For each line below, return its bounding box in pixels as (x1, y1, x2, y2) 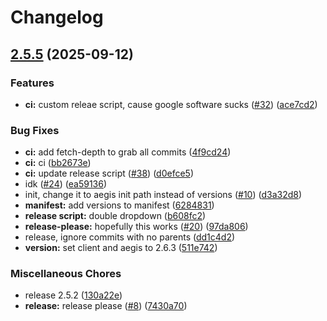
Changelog (10, 6, 104, 29)
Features (10, 76, 55, 90)
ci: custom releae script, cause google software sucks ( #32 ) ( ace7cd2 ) (24, 98, 318, 110)
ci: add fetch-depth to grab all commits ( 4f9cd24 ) (24, 146, 232, 158)
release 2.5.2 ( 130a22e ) (24, 289, 123, 301)
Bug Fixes (10, 123, 60, 137)
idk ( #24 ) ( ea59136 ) (24, 178, 108, 190)
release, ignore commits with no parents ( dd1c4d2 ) (24, 231, 236, 243)
